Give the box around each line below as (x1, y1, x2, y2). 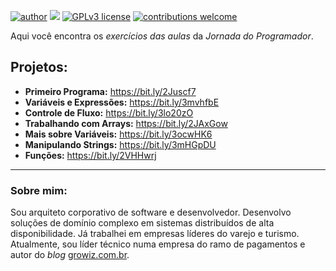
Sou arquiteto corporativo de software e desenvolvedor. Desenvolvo (10, 206, 292, 219)
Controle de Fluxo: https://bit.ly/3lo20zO (24, 106, 194, 119)
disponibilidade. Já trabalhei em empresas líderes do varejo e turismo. (10, 228, 300, 240)
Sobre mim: (10, 183, 68, 197)
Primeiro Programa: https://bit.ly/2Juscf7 (24, 85, 197, 97)
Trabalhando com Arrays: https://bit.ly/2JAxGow (24, 117, 228, 129)
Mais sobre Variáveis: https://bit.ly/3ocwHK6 (24, 128, 213, 140)
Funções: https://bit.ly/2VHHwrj (24, 149, 157, 161)
